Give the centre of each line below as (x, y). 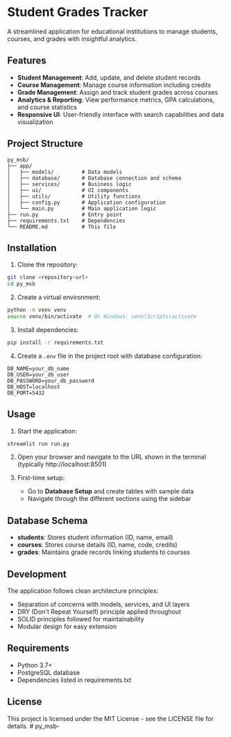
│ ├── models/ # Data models (65, 172)
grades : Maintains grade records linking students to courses (104, 552)
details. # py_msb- (34, 726)
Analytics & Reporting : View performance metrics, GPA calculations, (116, 100)
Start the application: (47, 431)
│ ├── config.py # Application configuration (87, 203)
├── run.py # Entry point (65, 214)
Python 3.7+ (35, 665)
